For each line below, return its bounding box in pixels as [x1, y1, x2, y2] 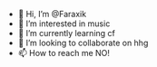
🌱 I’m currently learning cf [17, 28, 115, 38]
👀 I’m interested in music [17, 18, 111, 29]
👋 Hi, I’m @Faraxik [17, 9, 87, 19]
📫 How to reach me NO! [17, 48, 111, 58]
